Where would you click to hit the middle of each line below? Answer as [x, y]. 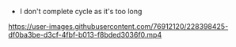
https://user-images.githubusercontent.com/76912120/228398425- [118, 26]
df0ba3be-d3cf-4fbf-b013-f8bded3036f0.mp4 [85, 35]
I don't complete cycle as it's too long [81, 11]
